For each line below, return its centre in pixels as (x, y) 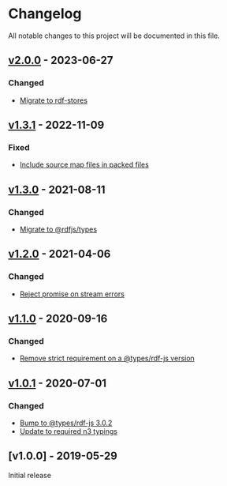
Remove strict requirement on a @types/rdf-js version (107, 358)
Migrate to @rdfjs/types (58, 229)
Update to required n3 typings (69, 431)
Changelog (45, 14)
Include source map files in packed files (84, 165)
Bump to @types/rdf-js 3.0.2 (66, 423)
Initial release (30, 475)
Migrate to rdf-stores (54, 100)
